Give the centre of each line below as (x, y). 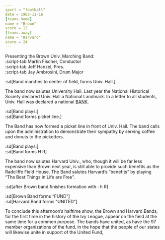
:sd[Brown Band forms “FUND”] (38, 196)
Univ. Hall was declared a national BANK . (47, 102)
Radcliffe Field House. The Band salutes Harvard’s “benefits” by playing (78, 172)
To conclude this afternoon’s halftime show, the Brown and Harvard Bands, (82, 211)
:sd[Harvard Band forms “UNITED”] (41, 201)
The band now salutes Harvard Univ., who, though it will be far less (74, 161)
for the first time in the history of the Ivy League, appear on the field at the (81, 216)
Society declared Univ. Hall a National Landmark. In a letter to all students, (81, 96)
